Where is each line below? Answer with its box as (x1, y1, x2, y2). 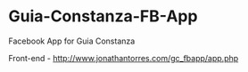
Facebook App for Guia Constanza (8, 36, 136, 46)
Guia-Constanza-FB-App (8, 6, 198, 27)
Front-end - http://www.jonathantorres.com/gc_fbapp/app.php (8, 52, 239, 63)
